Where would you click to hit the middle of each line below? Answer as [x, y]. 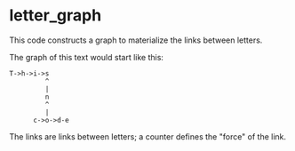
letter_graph [56, 16]
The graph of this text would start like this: [87, 57]
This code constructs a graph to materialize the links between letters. [136, 40]
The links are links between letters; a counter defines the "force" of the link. [148, 136]
